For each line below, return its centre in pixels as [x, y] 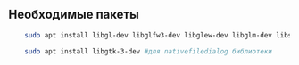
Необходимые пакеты [74, 15]
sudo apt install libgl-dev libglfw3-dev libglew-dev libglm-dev [149, 35]
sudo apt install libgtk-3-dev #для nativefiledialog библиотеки [149, 51]
